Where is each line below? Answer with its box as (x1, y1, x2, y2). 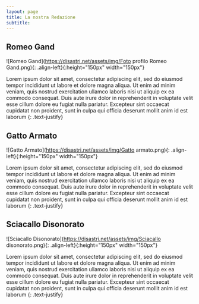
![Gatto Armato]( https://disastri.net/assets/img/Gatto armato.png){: (6, 146, 170, 153)
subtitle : (6, 20, 31, 26)
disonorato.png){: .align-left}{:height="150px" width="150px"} (6, 242, 158, 249)
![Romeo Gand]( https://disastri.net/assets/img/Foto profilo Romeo (6, 58, 168, 65)
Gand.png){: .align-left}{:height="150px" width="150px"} (6, 64, 145, 71)
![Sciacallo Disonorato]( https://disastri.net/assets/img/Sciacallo (6, 235, 162, 242)
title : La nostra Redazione (6, 14, 76, 20)
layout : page (6, 8, 39, 15)
